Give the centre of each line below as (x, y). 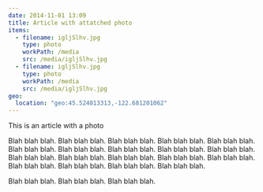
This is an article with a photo (56, 126)
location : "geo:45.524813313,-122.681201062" (92, 103)
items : (19, 30)
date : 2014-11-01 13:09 (47, 15)
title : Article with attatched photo (70, 23)
